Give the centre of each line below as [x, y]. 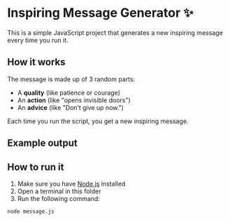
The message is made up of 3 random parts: [71, 79]
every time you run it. [38, 40]
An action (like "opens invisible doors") [74, 100]
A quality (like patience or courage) [69, 92]
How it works [36, 62]
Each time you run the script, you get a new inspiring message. [98, 121]
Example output [43, 143]
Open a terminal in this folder [59, 191]
